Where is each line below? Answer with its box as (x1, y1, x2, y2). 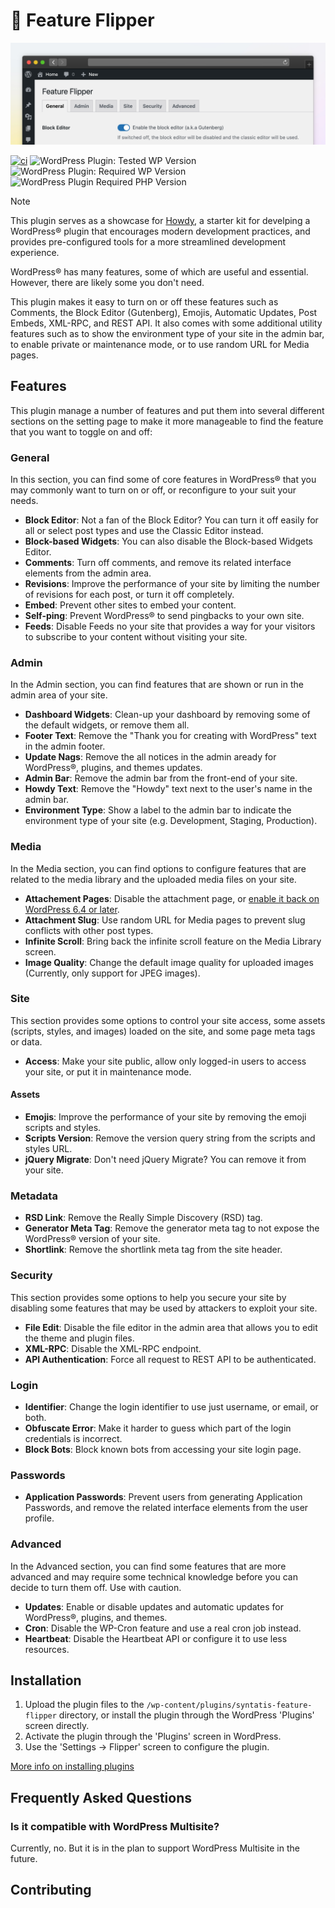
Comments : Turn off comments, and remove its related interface (24, 556, 292, 568)
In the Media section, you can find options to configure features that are (10, 862, 307, 874)
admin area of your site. (10, 689, 108, 701)
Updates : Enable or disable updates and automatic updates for (24, 1600, 284, 1613)
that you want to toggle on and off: (10, 425, 153, 438)
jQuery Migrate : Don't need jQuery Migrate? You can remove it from (24, 1154, 307, 1166)
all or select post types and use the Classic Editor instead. (24, 524, 264, 536)
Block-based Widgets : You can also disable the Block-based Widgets (24, 535, 313, 547)
